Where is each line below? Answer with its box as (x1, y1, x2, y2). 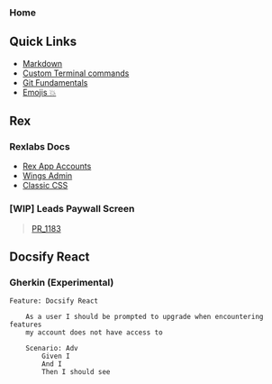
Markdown (22, 58, 63, 69)
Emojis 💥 (22, 87, 57, 97)
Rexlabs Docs (9, 141, 70, 153)
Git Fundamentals (22, 77, 88, 87)
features (9, 320, 42, 330)
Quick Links (9, 34, 77, 50)
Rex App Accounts (22, 160, 92, 172)
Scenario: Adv (25, 344, 78, 353)
